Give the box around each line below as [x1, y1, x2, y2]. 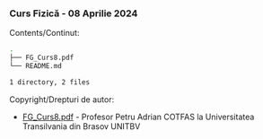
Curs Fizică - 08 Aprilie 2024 [9, 7, 138, 20]
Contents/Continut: [9, 28, 80, 39]
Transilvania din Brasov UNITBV [22, 120, 141, 132]
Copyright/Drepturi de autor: [9, 93, 115, 105]
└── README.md [9, 62, 63, 71]
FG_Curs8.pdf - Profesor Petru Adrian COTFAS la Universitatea [22, 111, 255, 122]
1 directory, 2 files [9, 77, 91, 87]
